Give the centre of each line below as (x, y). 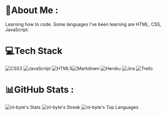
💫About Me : (32, 10)
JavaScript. (17, 29)
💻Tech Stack (34, 51)
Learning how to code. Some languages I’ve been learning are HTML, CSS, (83, 24)
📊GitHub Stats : (40, 90)
